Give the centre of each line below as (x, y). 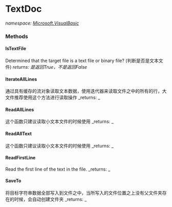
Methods (17, 36)
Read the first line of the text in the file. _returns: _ (58, 169)
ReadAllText (19, 134)
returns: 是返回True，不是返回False (50, 67)
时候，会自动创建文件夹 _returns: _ (50, 199)
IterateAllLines (21, 79)
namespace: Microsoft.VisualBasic (42, 23)
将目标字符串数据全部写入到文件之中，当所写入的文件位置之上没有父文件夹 (84, 193)
